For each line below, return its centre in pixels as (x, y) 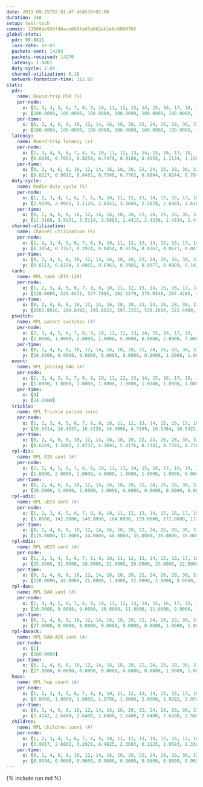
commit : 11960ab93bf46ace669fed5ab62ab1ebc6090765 (71, 29)
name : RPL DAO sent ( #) (47, 592)
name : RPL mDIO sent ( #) (48, 547)
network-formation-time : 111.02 (53, 79)
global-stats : (24, 35)
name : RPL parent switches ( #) (56, 322)
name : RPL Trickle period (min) (58, 412)
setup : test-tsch (28, 23)
